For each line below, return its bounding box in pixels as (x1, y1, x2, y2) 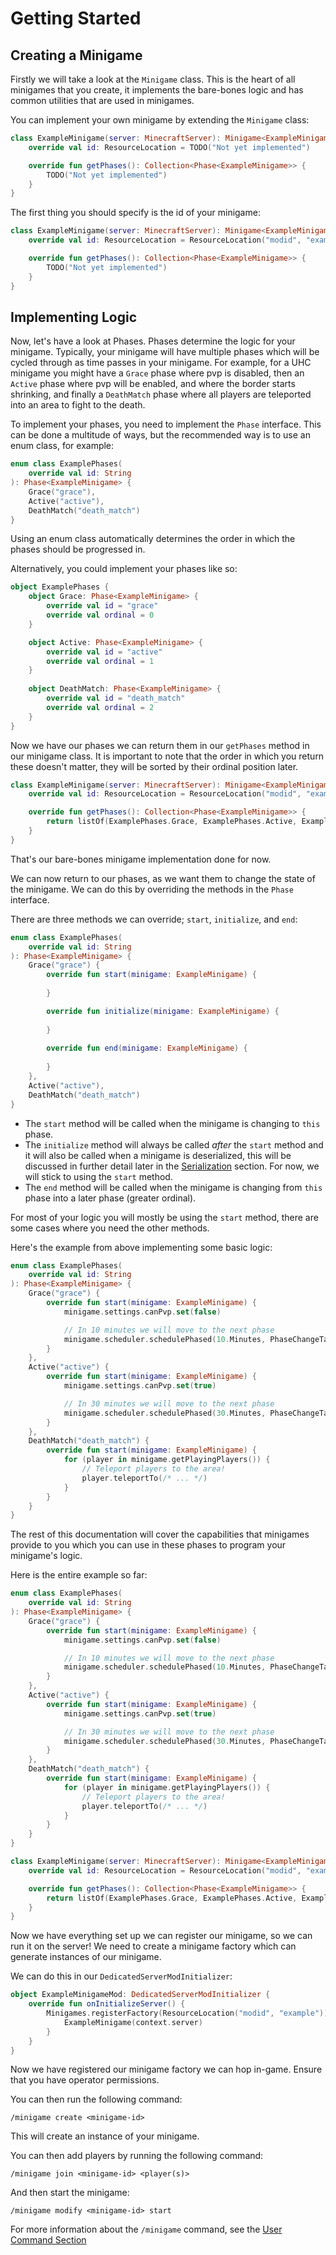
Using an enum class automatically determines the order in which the (10, 533, 296, 545)
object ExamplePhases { (10, 582, 110, 592)
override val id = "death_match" (46, 693, 186, 704)
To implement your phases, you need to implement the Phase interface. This (10, 418, 322, 431)
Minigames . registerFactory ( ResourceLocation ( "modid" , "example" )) (46, 2008, 329, 2019)
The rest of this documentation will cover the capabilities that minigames (10, 1528, 310, 1541)
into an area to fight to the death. (10, 399, 146, 411)
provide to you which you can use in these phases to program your (10, 1539, 287, 1551)
